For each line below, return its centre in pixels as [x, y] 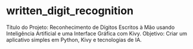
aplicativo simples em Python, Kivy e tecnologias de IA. [74, 40]
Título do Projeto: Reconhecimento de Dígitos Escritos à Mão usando [91, 27]
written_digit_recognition [70, 11]
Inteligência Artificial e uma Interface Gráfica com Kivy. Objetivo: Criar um [97, 33]
